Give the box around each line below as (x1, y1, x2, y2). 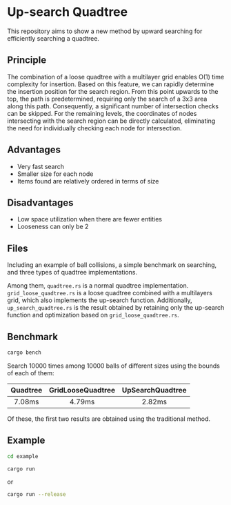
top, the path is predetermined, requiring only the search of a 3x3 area (7, 95, 208, 103)
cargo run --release (7, 491, 67, 498)
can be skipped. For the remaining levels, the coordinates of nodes (7, 109, 197, 117)
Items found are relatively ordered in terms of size (17, 177, 159, 185)
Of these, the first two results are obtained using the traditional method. (7, 415, 211, 423)
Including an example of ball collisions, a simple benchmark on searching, (7, 261, 217, 269)
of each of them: (7, 368, 54, 377)
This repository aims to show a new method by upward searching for (7, 27, 203, 35)
